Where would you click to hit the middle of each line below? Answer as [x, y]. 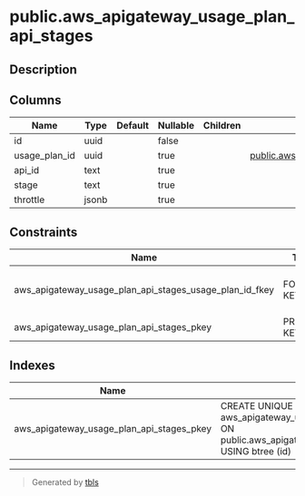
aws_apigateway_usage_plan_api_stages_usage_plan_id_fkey [144, 290]
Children [222, 126]
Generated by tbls [65, 482]
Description [43, 69]
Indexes [33, 365]
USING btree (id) [256, 452]
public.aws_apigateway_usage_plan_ [152, 17]
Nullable [176, 126]
